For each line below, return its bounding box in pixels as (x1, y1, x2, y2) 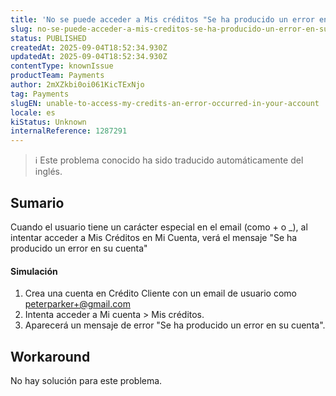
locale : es (10, 107, 56, 118)
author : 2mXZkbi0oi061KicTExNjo (10, 80, 145, 90)
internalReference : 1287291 (10, 126, 128, 136)
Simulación (10, 265, 58, 277)
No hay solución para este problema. (10, 374, 163, 386)
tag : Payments (10, 89, 70, 99)
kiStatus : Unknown (10, 117, 87, 127)
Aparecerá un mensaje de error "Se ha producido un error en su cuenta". (24, 319, 326, 331)
